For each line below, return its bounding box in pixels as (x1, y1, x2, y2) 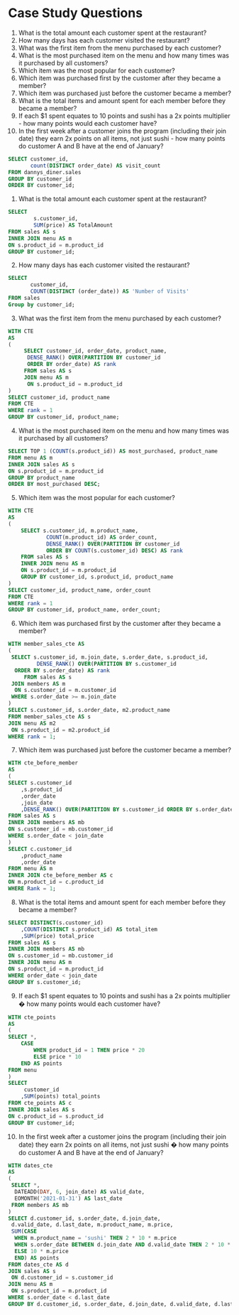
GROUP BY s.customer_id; (8, 978, 82, 985)
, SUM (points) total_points (21, 1093, 101, 1100)
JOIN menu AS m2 (8, 720, 56, 727)
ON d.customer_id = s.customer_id (11, 1274, 113, 1282)
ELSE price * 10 (33, 1053, 82, 1060)
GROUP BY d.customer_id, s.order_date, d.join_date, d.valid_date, (8, 1300, 212, 1308)
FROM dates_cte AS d (8, 1261, 70, 1268)
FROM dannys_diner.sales (8, 168, 82, 175)
